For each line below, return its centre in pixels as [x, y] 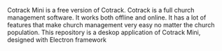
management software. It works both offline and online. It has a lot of [107, 17]
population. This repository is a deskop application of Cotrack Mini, [104, 32]
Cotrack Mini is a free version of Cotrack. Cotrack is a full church [101, 10]
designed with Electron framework [57, 40]
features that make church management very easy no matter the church [111, 25]
